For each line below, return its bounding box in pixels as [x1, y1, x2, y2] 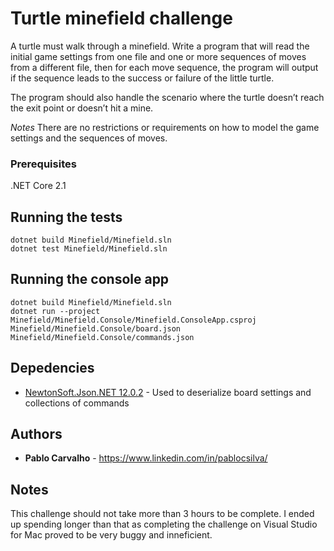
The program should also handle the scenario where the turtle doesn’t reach [10, 91, 325, 103]
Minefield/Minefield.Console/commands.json [10, 332, 195, 342]
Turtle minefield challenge [10, 7, 233, 30]
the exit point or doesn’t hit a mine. [10, 102, 154, 114]
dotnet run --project [10, 306, 101, 316]
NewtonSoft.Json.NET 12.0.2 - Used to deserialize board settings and [24, 386, 312, 398]
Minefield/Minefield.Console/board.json [10, 323, 182, 334]
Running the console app [10, 271, 170, 288]
